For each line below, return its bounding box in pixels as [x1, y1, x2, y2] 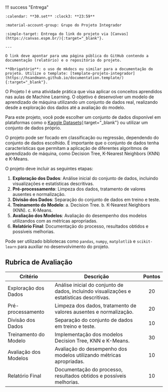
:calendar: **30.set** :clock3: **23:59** [5, 14, 95, 19]
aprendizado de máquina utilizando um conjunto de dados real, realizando [5, 99, 158, 105]
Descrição [84, 273, 109, 280]
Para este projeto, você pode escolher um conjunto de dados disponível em [5, 114, 161, 120]
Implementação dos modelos [54, 331, 123, 338]
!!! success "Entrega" [5, 5, 49, 10]
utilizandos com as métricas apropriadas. [12, 218, 97, 224]
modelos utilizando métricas [54, 351, 121, 358]
